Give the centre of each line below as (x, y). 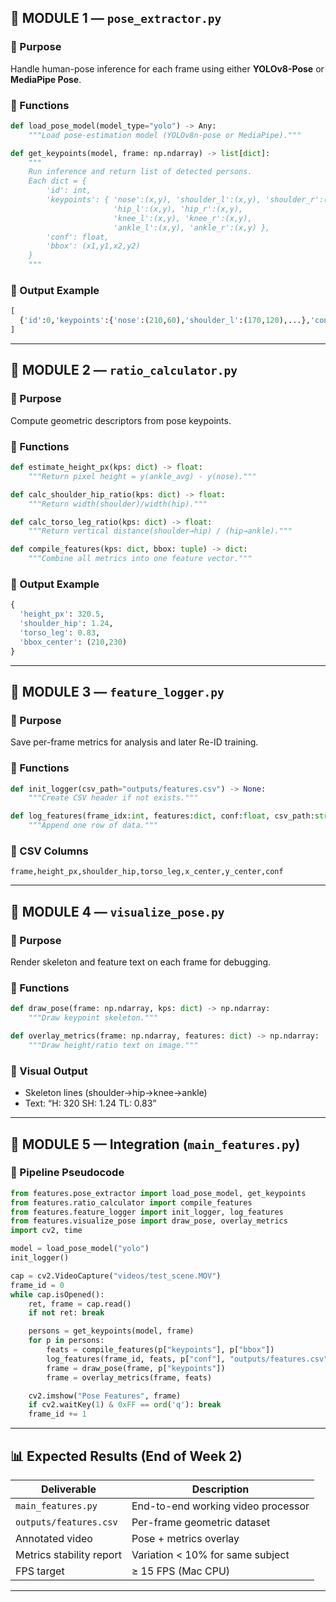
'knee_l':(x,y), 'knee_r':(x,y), (183, 218)
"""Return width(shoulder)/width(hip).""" (118, 504)
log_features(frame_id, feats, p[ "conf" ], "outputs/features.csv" (187, 1359)
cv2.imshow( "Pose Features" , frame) (105, 1396)
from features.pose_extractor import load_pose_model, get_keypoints (158, 1193)
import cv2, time (46, 1231)
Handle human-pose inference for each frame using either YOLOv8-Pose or (167, 68)
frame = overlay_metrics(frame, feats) (129, 1377)
